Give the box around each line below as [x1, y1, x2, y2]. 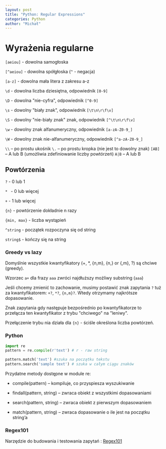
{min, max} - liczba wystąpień [5, 217, 66, 223]
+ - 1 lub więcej [5, 198, 36, 204]
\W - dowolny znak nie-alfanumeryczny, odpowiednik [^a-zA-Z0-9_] [5, 136, 143, 142]
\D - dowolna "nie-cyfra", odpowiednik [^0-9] [5, 97, 99, 103]
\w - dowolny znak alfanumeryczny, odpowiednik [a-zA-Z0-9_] [5, 126, 133, 132]
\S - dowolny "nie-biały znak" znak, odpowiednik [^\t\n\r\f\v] [5, 117, 135, 123]
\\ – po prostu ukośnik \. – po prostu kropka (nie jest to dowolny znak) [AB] [5, 146, 160, 152]
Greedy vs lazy [5, 249, 42, 256]
